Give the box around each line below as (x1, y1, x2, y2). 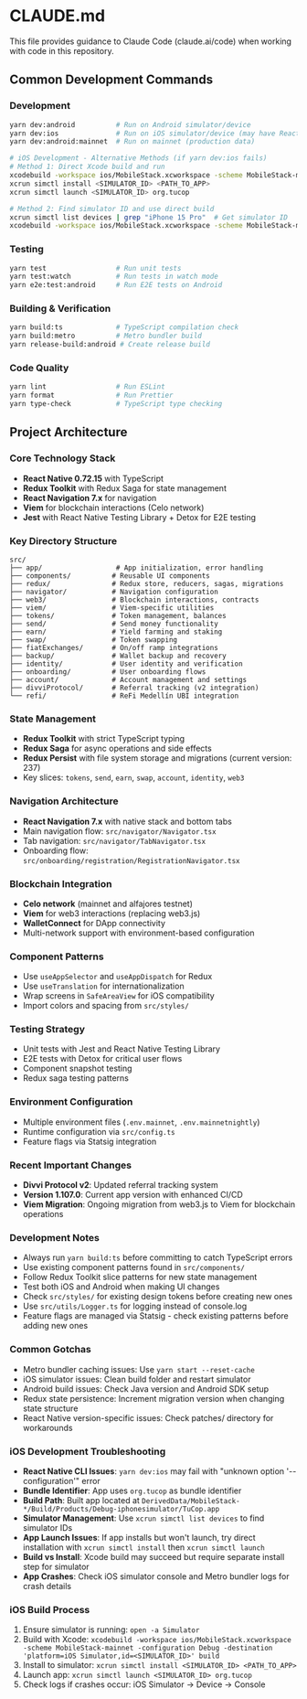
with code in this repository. (9, 45, 114, 56)
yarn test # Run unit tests (9, 263, 182, 272)
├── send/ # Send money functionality (9, 619, 219, 628)
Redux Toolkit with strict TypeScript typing (22, 733, 185, 744)
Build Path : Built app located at (22, 1494, 140, 1505)
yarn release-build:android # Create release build (9, 340, 210, 349)
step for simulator (22, 1561, 90, 1572)
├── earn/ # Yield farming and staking (9, 627, 223, 636)
